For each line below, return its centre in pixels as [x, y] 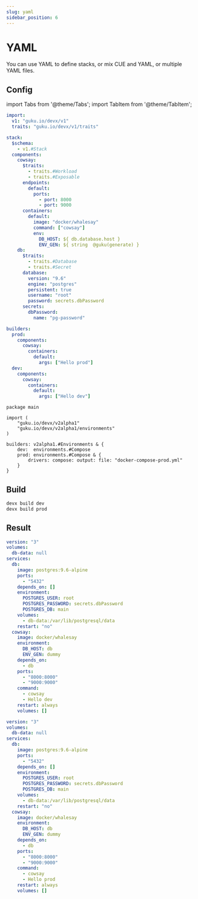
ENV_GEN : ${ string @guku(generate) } [89, 245]
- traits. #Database [53, 262]
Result [19, 528]
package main [23, 407]
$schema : [23, 143]
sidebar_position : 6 [32, 18]
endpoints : [36, 182]
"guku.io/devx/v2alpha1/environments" [66, 429]
